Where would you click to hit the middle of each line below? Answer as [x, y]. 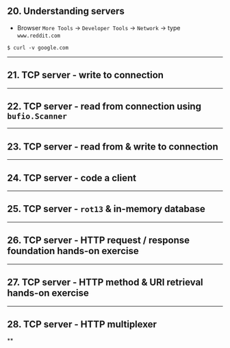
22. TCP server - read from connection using [104, 107]
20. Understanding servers [66, 11]
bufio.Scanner [37, 116]
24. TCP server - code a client [72, 178]
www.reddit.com [39, 36]
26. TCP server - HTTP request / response [99, 241]
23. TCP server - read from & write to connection [113, 147]
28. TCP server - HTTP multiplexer [82, 324]
